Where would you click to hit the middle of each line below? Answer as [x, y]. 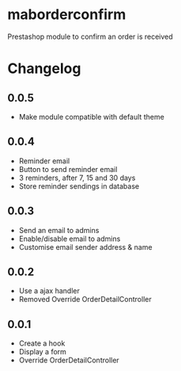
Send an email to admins [59, 230]
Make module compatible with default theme [92, 117]
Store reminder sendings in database [79, 186]
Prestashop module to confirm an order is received [90, 36]
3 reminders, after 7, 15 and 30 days [77, 178]
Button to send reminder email [68, 169]
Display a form [42, 352]
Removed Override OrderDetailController [85, 300]
